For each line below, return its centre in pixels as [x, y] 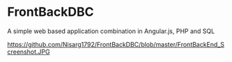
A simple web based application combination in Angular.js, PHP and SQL [111, 31]
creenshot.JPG [29, 52]
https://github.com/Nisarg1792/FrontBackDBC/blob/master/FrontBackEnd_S [116, 44]
